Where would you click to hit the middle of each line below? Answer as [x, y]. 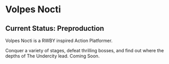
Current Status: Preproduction [55, 28]
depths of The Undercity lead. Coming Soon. [52, 56]
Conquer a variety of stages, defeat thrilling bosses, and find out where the [85, 50]
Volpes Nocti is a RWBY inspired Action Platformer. [59, 40]
